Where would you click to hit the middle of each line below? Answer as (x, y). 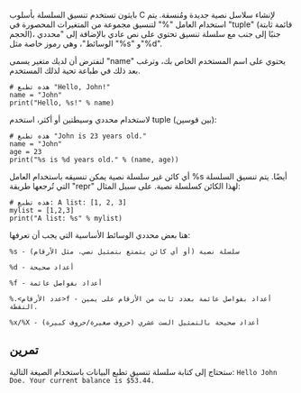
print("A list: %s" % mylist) (66, 218)
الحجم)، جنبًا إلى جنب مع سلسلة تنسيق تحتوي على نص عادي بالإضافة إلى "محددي (145, 34)
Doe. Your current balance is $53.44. (82, 380)
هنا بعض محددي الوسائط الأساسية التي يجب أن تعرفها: (100, 235)
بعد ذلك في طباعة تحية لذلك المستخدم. (75, 70)
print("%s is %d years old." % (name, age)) (94, 160)
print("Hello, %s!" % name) (62, 103)
